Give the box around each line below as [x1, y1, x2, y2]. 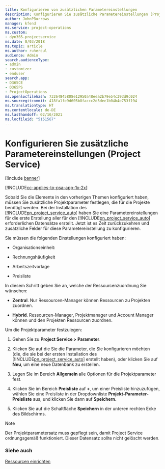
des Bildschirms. [12, 411, 46, 416]
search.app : [5, 76, 29, 81]
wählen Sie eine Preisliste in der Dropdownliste [12, 391, 108, 397]
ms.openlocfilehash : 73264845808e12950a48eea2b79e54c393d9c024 [5, 94, 137, 99]
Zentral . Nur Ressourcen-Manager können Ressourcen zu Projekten [12, 297, 151, 303]
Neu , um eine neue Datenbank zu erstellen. [12, 361, 100, 367]
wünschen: [5, 288, 28, 294]
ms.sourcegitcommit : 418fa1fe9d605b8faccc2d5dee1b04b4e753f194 [5, 99, 137, 104]
